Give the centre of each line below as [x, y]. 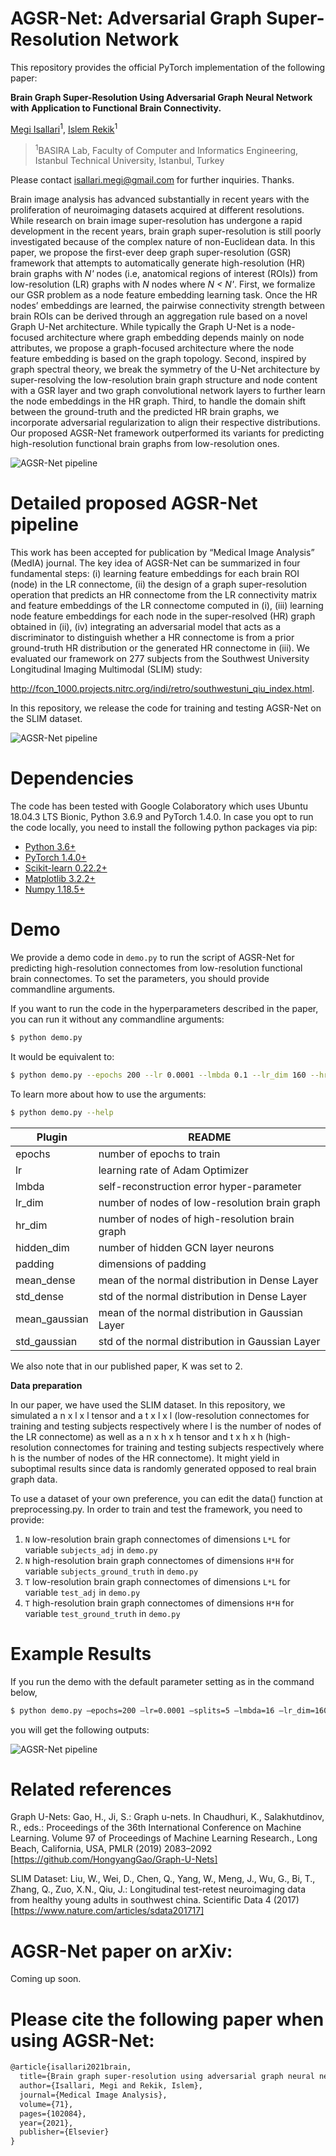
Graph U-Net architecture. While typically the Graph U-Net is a [139, 327]
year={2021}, [46, 2123]
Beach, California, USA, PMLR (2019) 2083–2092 [111, 1849]
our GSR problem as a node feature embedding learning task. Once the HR [164, 295]
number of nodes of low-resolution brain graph [209, 1202]
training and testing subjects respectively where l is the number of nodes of [166, 1426]
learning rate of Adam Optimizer [173, 1170]
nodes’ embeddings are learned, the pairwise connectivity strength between [168, 306]
